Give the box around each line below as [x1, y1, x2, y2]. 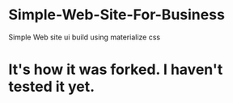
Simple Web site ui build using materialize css [8, 32, 160, 42]
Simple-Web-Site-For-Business [8, 6, 225, 24]
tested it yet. [8, 78, 95, 96]
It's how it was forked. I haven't [8, 60, 223, 79]
